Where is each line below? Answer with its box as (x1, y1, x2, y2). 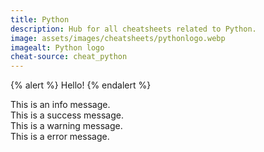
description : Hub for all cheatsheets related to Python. (10, 24, 257, 34)
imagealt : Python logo (10, 42, 105, 53)
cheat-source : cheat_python (10, 52, 128, 62)
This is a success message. (10, 109, 124, 121)
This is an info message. (10, 99, 111, 111)
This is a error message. (10, 131, 110, 143)
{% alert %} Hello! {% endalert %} (10, 79, 152, 91)
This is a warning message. (10, 120, 123, 132)
